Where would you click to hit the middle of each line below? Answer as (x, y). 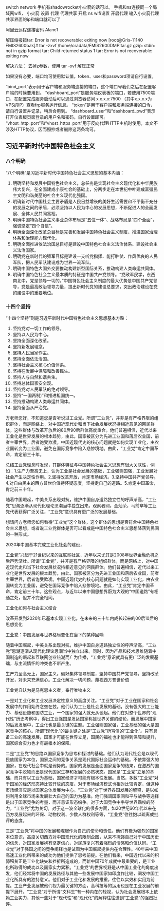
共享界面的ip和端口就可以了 (33, 19)
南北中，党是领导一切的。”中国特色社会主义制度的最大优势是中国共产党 (83, 280)
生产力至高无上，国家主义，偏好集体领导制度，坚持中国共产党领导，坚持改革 (82, 673)
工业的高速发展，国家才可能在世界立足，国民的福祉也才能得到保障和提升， (84, 737)
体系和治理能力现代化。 (36, 238)
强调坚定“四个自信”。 (34, 226)
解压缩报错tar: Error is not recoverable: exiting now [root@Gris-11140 (74, 40)
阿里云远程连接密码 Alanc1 (32, 30)
